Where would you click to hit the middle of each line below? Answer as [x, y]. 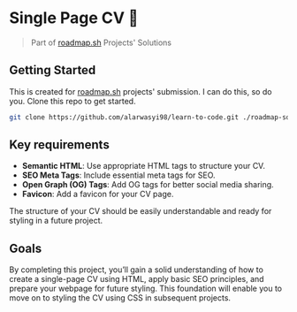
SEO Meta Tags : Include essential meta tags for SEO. [118, 175]
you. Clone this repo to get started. [72, 101]
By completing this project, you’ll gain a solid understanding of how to [136, 270]
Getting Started [53, 70]
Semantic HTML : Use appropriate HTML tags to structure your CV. [143, 166]
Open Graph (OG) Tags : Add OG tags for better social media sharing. [148, 185]
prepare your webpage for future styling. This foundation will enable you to [146, 289]
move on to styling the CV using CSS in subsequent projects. [120, 298]
